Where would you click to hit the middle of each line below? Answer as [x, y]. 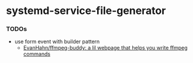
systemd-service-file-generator [86, 11]
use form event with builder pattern [57, 41]
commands [37, 54]
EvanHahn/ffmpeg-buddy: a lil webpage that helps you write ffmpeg [106, 48]
